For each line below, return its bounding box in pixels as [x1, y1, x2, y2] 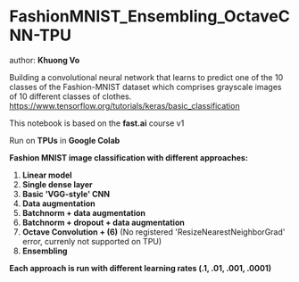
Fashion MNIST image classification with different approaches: [9, 152, 248, 162]
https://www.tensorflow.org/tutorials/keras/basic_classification [9, 100, 240, 111]
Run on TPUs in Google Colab [9, 135, 120, 145]
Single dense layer [21, 178, 94, 189]
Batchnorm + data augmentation [21, 207, 145, 218]
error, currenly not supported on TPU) [21, 236, 162, 246]
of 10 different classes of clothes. [9, 91, 132, 102]
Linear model [21, 170, 73, 180]
